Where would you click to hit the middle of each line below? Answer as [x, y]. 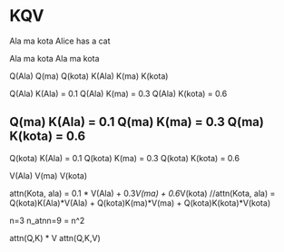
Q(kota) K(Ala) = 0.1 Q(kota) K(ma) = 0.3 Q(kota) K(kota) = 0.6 [125, 158]
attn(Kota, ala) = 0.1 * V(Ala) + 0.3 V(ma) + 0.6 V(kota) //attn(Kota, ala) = [142, 193]
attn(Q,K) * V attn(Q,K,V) [55, 237]
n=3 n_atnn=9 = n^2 [47, 220]
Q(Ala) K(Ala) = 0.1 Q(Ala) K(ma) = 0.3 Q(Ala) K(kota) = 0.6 [118, 93]
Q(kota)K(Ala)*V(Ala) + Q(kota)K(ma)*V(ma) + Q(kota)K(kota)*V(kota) [140, 203]
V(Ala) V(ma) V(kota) [49, 175]
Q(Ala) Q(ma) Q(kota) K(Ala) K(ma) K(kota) [89, 76]
